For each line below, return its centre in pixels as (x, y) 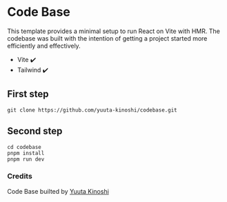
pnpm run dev (26, 159)
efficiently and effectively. (44, 46)
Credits (20, 176)
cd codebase (24, 147)
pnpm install (26, 153)
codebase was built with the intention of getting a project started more (107, 38)
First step (28, 94)
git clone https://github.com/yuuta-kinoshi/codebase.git (92, 110)
